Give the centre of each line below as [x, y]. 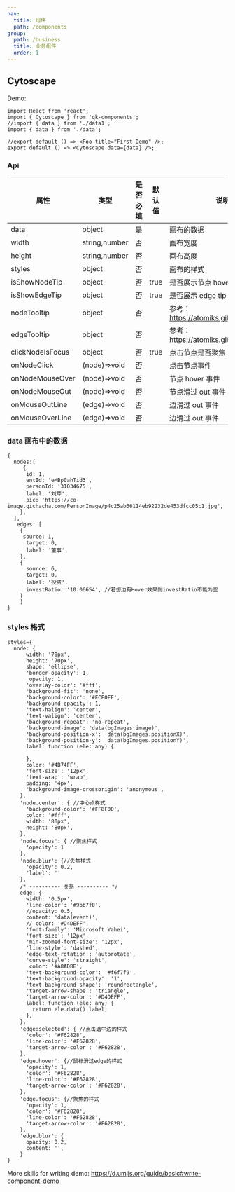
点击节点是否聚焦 [197, 352]
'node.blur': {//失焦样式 [55, 861]
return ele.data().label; [70, 1009]
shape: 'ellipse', [52, 666]
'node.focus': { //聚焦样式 [59, 841]
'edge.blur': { [42, 1136]
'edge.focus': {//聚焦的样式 [59, 1099]
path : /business [37, 40]
